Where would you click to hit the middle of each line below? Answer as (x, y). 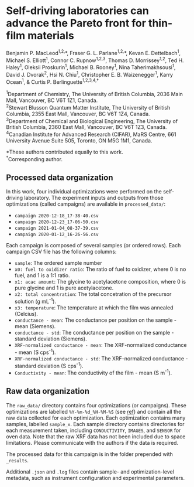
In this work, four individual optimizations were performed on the (84, 192)
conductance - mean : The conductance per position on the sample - (96, 320)
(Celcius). (26, 314)
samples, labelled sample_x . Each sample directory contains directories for (95, 424)
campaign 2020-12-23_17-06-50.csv (56, 222)
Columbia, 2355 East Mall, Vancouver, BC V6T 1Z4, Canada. (78, 114)
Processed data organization (60, 177)
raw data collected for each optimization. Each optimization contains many (96, 418)
